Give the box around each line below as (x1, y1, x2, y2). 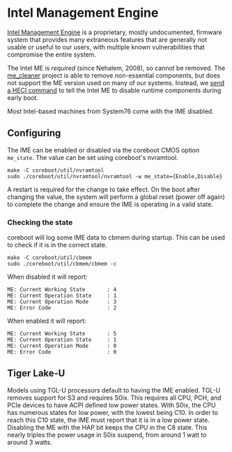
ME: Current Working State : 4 (7, 286, 117, 293)
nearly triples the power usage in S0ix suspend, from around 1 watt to (7, 430, 207, 439)
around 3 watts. (7, 438, 52, 446)
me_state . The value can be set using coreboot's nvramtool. (7, 153, 178, 161)
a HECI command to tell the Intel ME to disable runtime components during (7, 86, 222, 94)
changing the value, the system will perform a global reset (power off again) (7, 192, 225, 201)
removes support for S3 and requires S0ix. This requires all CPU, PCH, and (7, 393, 222, 402)
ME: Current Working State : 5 (7, 330, 117, 337)
